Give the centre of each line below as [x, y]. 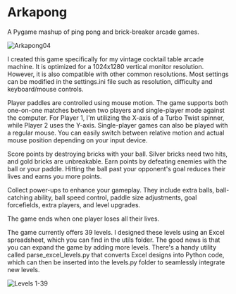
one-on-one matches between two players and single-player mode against [116, 110]
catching [20, 197]
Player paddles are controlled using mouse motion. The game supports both [118, 102]
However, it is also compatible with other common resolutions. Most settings [118, 74]
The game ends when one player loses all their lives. [83, 219]
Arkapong [37, 12]
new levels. [24, 269]
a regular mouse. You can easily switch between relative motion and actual [116, 133]
